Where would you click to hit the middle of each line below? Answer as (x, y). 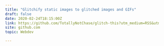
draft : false (18, 14)
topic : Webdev (20, 32)
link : (10, 23)
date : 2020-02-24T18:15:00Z (34, 18)
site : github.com (23, 28)
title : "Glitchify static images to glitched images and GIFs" (71, 9)
